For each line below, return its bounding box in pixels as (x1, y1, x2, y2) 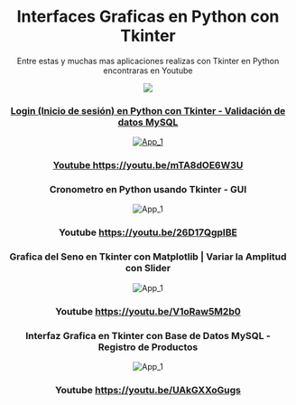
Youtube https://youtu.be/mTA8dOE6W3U (52, 159, 244, 172)
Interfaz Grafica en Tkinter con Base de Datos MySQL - (24, 329, 272, 342)
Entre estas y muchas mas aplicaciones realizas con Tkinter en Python (16, 55, 280, 66)
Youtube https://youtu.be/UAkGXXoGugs (54, 383, 242, 396)
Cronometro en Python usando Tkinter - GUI (49, 184, 247, 196)
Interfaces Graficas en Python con (16, 6, 280, 27)
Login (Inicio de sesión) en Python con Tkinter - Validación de (10, 104, 286, 117)
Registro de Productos (97, 341, 199, 353)
